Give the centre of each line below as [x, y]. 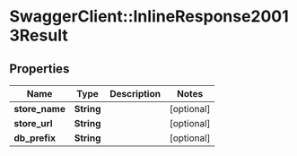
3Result [39, 35]
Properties [39, 69]
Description [135, 94]
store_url [33, 123]
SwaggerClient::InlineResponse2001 [149, 17]
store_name [39, 109]
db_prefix [35, 138]
